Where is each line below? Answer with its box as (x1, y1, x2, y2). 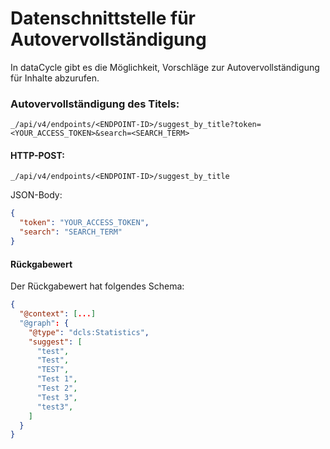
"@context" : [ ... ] (19, 309, 97, 319)
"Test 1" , (36, 374, 78, 384)
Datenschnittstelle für (10, 7, 196, 30)
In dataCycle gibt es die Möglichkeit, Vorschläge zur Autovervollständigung (10, 61, 320, 73)
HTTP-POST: (10, 149, 65, 161)
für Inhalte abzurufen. (10, 72, 100, 84)
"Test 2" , (36, 383, 78, 394)
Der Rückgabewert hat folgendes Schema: (10, 280, 185, 292)
